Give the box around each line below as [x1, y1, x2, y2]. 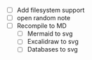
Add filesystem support [16, 6, 85, 14]
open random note [16, 14, 71, 22]
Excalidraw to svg [27, 38, 79, 46]
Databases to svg [27, 45, 78, 54]
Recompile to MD [16, 22, 67, 30]
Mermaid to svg [27, 29, 73, 38]
